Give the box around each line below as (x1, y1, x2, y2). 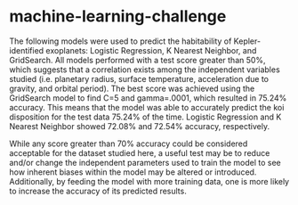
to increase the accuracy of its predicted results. (9, 185, 187, 196)
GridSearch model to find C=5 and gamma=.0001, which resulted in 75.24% (9, 92, 287, 103)
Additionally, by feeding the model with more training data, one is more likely (9, 176, 290, 186)
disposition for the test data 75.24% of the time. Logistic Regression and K (9, 111, 282, 122)
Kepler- (233, 36, 261, 46)
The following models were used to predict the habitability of (9, 36, 232, 46)
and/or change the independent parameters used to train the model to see (9, 157, 282, 168)
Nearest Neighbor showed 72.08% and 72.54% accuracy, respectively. (9, 120, 270, 131)
